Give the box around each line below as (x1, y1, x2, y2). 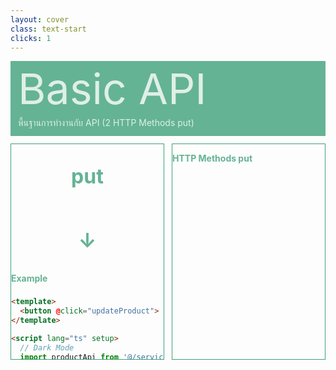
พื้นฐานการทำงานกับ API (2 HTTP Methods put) (18, 117, 195, 129)
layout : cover (10, 14, 70, 25)
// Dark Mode (19, 342, 75, 353)
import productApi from (19, 352, 119, 362)
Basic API (18, 62, 207, 115)
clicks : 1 (10, 33, 52, 43)
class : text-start (10, 24, 87, 34)
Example (11, 272, 48, 285)
